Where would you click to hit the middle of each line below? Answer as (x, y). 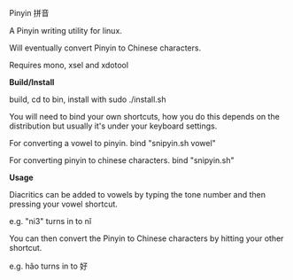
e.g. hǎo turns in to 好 (49, 266)
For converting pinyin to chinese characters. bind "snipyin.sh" (122, 160)
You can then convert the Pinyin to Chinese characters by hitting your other (146, 238)
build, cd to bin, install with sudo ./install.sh (88, 99)
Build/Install (32, 82)
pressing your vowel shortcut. (63, 204)
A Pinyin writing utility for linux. (66, 31)
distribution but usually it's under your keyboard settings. (113, 126)
